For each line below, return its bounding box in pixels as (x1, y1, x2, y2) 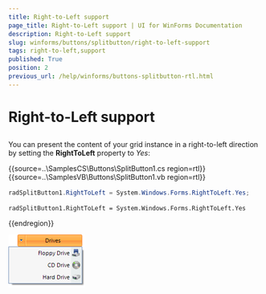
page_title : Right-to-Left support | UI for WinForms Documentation (8, 21, 243, 30)
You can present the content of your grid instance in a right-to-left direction (8, 140, 259, 149)
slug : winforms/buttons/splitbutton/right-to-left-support (8, 39, 211, 47)
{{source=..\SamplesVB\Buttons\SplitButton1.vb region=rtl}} (8, 173, 207, 182)
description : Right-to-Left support (8, 30, 131, 38)
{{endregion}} (8, 218, 55, 228)
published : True (8, 55, 63, 63)
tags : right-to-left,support (8, 47, 106, 55)
